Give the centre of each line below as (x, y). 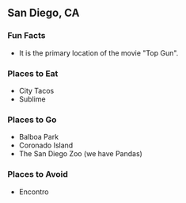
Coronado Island (46, 145)
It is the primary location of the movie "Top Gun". (99, 53)
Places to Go (32, 120)
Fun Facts (27, 36)
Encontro (34, 192)
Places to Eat (33, 73)
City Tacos (36, 90)
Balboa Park (39, 137)
